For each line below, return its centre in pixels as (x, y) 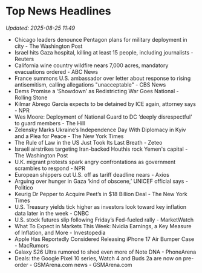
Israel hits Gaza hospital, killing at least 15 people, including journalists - (104, 52)
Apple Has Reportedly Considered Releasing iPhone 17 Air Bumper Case (104, 239)
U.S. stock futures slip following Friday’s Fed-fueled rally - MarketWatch (104, 220)
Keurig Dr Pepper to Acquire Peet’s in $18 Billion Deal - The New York (101, 194)
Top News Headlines (58, 11)
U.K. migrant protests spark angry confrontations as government (95, 162)
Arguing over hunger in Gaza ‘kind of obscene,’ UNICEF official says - (101, 181)
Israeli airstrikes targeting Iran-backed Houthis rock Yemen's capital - (101, 149)
